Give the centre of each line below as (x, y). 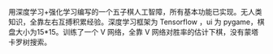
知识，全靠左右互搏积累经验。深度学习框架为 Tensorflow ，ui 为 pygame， (133, 22)
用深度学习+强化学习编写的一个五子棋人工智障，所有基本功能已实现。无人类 (135, 12)
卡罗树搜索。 (30, 42)
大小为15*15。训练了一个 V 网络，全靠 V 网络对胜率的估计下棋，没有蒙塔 (137, 32)
